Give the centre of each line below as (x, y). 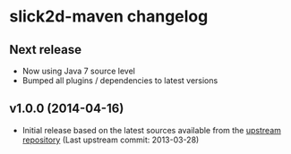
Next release (46, 50)
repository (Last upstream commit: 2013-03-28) (111, 140)
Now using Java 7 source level (79, 71)
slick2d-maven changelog (109, 17)
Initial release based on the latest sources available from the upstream (152, 130)
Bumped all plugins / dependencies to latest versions (120, 81)
